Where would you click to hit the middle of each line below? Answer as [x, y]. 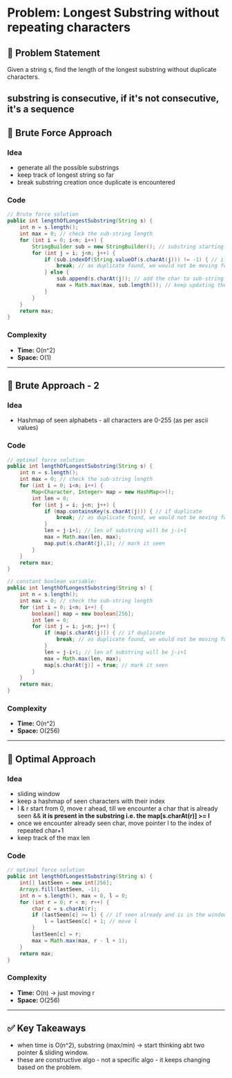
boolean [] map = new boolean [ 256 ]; [83, 614]
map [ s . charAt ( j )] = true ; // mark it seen [106, 665]
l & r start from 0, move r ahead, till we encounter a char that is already [117, 808]
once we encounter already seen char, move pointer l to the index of [114, 823]
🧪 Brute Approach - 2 [54, 385]
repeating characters [69, 27]
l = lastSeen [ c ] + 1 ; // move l [90, 921]
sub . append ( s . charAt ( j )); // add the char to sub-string [140, 279]
